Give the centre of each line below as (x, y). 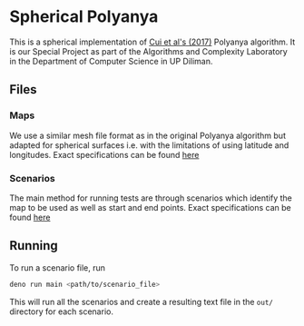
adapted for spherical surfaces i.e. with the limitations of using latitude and (149, 145)
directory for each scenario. (61, 311)
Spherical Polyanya (84, 17)
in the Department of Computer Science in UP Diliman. (111, 61)
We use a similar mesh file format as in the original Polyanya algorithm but (147, 135)
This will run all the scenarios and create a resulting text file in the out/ (142, 301)
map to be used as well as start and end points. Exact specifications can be (151, 207)
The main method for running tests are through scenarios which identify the (151, 198)
